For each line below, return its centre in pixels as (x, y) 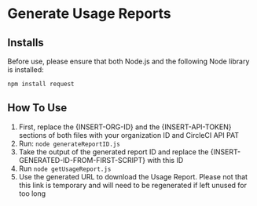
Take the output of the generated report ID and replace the (114, 152)
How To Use (37, 108)
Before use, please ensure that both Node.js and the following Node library (128, 61)
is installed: (26, 70)
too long (32, 193)
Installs (26, 43)
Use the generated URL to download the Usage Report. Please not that (133, 176)
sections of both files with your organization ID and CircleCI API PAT (129, 135)
